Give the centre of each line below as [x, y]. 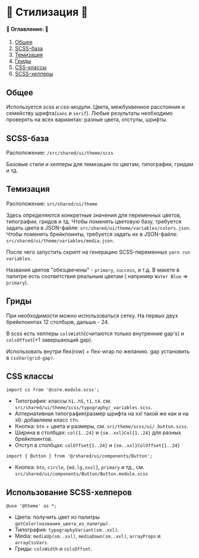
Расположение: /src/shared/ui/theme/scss [60, 153]
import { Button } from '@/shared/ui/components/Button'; [79, 456]
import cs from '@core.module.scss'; [53, 390]
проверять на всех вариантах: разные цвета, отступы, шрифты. [87, 120]
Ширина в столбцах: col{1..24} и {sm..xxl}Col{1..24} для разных [98, 433]
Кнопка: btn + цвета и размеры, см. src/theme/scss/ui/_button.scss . [101, 426]
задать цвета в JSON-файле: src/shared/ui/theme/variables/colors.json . [99, 227]
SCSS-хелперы [34, 74]
